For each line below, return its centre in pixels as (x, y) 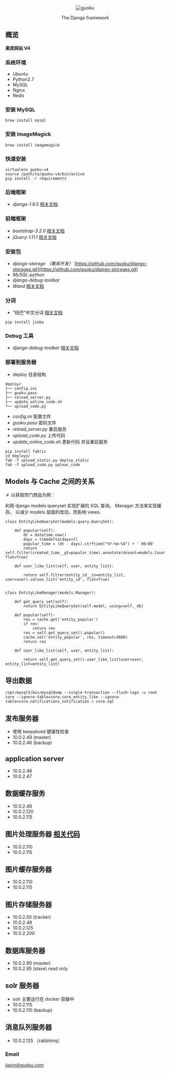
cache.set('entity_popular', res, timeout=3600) (76, 637)
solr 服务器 (22, 986)
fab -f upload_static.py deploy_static (47, 460)
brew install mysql (26, 120)
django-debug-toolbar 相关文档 (46, 348)
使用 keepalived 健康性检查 (41, 731)
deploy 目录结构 (29, 374)
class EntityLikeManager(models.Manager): (51, 593)
